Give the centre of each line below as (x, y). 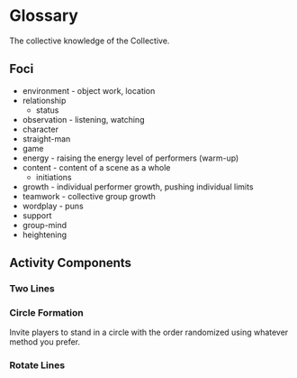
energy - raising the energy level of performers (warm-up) (130, 158)
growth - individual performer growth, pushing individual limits (138, 187)
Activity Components (71, 263)
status (47, 110)
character (40, 129)
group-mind (45, 225)
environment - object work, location (89, 90)
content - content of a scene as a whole (96, 167)
